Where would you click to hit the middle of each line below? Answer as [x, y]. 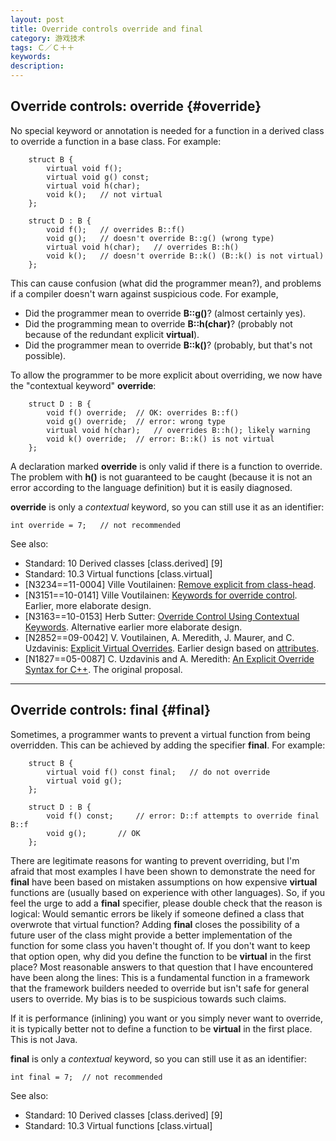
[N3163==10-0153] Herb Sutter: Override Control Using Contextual [162, 616]
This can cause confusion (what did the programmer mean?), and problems [166, 283]
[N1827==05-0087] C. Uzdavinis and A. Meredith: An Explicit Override [169, 658]
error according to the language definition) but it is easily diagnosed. [151, 487]
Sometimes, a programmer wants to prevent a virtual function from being [160, 734]
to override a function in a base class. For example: [116, 141]
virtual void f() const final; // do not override [158, 772]
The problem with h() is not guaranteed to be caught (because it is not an [161, 477]
